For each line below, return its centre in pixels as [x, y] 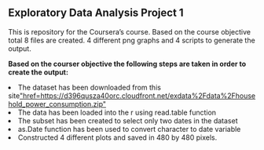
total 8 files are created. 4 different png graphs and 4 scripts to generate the [132, 40]
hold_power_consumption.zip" [57, 104]
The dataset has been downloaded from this [90, 87]
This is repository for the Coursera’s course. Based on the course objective [130, 31]
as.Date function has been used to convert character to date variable [130, 129]
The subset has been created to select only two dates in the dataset [128, 120]
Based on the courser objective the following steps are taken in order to [127, 64]
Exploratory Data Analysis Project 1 [96, 13]
